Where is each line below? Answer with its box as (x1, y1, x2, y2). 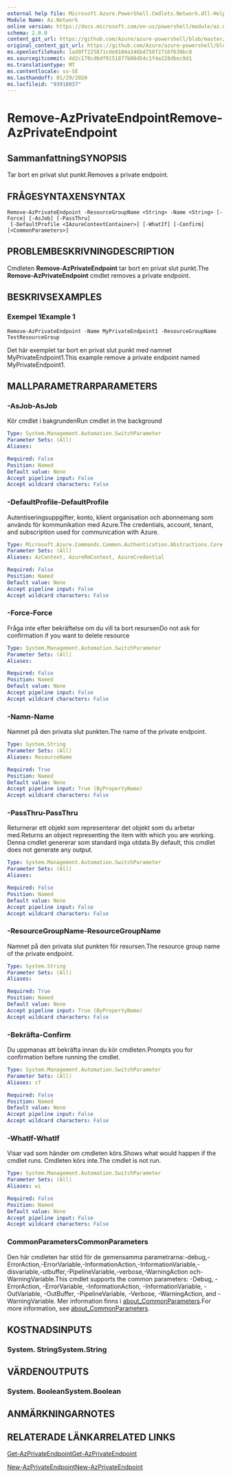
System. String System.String (7, 1344, 107, 1354)
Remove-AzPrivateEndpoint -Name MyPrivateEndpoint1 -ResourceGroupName (7, 328, 217, 334)
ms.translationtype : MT (7, 61, 76, 68)
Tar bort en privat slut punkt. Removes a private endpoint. (7, 170, 169, 179)
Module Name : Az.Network (7, 17, 78, 23)
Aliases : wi (7, 1183, 41, 1190)
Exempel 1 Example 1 (7, 312, 76, 321)
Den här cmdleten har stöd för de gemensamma (7, 1252, 143, 1261)
